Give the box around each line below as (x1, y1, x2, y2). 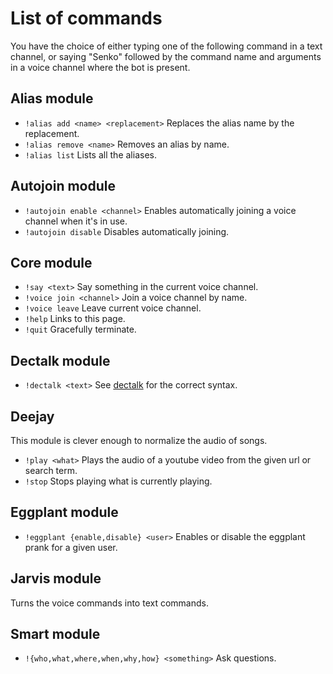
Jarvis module (10, 570, 102, 587)
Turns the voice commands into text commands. (10, 597, 209, 609)
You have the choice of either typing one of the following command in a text (10, 40, 323, 52)
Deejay (10, 408, 55, 425)
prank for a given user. (24, 541, 118, 553)
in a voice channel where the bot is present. (10, 61, 191, 73)
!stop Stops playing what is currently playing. (24, 475, 213, 487)
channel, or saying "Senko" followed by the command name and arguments (10, 50, 322, 62)
